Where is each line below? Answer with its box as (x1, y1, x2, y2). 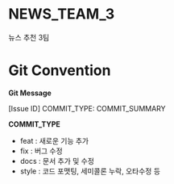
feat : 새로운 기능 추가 (19, 136, 89, 145)
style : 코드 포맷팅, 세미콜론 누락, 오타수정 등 (19, 166, 161, 176)
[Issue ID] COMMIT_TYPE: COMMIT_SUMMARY (8, 103, 167, 113)
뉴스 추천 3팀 (8, 32, 50, 42)
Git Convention (8, 61, 111, 80)
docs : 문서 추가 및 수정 (19, 156, 95, 165)
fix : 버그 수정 (19, 146, 63, 156)
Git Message (8, 88, 52, 98)
